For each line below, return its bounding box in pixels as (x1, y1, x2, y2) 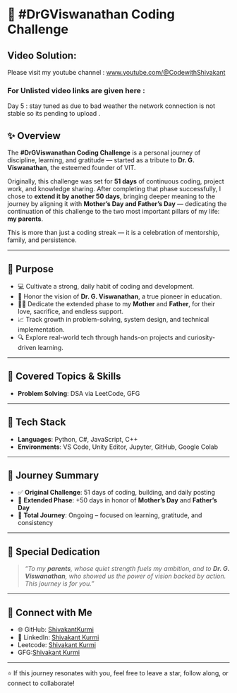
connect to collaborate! (7, 679, 75, 687)
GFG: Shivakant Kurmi (17, 648, 80, 656)
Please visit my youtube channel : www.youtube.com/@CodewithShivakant (7, 68, 226, 76)
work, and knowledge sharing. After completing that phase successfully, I (7, 185, 221, 193)
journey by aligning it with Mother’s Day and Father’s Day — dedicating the (7, 200, 227, 208)
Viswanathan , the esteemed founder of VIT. (7, 164, 136, 172)
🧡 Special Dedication (7, 546, 100, 558)
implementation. (17, 325, 65, 334)
